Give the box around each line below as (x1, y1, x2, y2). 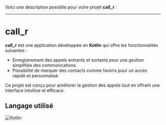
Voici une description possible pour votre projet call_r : (5, 4, 117, 10)
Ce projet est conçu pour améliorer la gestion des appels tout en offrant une (5, 82, 160, 88)
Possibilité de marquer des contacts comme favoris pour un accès (12, 67, 147, 73)
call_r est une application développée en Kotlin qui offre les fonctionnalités (5, 42, 158, 48)
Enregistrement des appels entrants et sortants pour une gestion (12, 57, 144, 63)
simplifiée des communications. (12, 62, 78, 68)
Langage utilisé (5, 102, 53, 110)
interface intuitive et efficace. (5, 87, 65, 93)
